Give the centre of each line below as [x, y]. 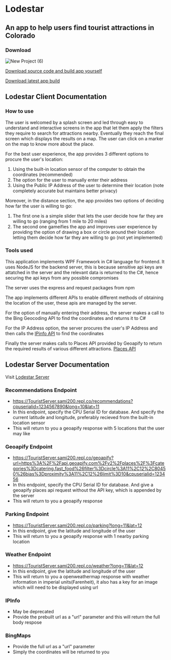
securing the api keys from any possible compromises [62, 278]
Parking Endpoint [27, 514]
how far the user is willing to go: [39, 206]
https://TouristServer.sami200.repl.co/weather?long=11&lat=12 [78, 565]
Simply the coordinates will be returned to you [61, 652]
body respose [27, 622]
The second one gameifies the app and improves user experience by [85, 226]
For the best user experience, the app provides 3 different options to [77, 154]
